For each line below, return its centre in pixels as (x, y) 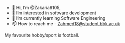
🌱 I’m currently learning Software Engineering (59, 18)
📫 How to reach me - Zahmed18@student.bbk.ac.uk (66, 24)
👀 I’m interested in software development (54, 13)
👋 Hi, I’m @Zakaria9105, (36, 8)
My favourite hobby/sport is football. (42, 35)
